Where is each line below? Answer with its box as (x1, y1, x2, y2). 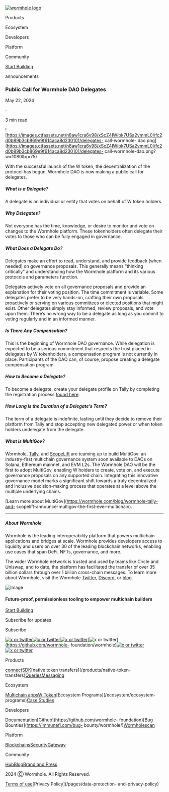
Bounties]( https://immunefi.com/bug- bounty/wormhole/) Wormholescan (5, 722, 155, 728)
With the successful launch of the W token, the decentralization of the (5, 163, 150, 169)
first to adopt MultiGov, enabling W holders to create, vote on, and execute (5, 467, 160, 473)
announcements (5, 73, 39, 79)
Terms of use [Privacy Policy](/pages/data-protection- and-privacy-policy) (5, 781, 159, 787)
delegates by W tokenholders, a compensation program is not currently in (5, 351, 158, 357)
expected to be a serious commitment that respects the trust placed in (5, 346, 151, 352)
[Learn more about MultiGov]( (5, 498, 67, 504)
